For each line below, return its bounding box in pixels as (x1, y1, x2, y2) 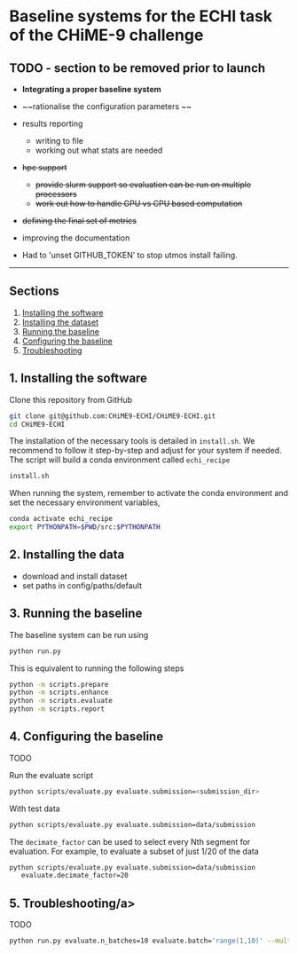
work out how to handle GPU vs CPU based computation (35, 198, 243, 209)
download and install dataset (21, 571, 128, 581)
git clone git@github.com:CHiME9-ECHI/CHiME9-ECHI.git (9, 411, 216, 421)
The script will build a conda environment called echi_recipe (9, 454, 231, 465)
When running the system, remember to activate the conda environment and (9, 488, 288, 499)
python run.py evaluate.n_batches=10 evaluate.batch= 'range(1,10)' (9, 936, 264, 946)
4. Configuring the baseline (9, 729, 164, 745)
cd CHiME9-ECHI (9, 420, 66, 429)
